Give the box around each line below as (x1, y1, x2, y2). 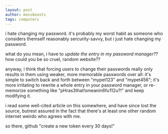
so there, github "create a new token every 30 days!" (5, 123, 115, 129)
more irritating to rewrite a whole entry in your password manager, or (5, 82, 148, 88)
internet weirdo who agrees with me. (5, 113, 81, 119)
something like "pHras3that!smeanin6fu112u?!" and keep (27, 88, 144, 94)
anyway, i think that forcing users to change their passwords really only (5, 66, 153, 72)
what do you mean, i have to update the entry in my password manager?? (5, 51, 158, 57)
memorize (5, 88, 26, 94)
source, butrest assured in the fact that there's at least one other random (5, 108, 156, 114)
